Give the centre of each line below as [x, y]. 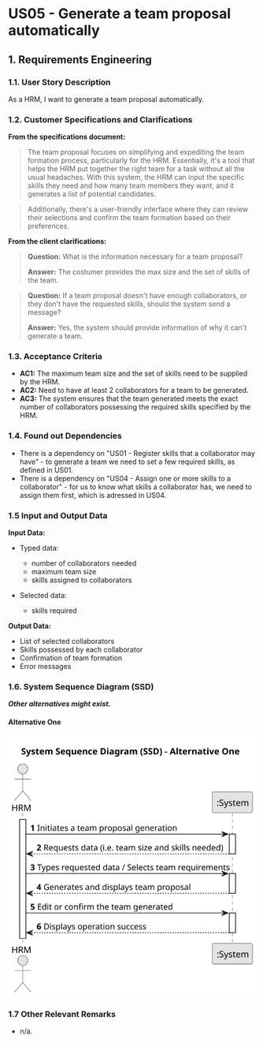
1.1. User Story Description [60, 82]
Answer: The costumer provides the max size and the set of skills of [139, 272]
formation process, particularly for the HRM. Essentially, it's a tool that [141, 161]
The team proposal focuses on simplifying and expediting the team [136, 152]
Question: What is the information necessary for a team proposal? [135, 256]
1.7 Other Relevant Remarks [62, 1015]
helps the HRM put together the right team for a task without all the [136, 169]
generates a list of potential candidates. [91, 194]
